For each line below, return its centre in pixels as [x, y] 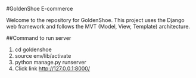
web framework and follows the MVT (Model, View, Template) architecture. [98, 26]
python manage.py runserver [50, 62]
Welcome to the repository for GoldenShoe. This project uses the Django [95, 20]
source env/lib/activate [43, 56]
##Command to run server [39, 38]
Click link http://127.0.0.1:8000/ [52, 68]
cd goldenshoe [33, 49]
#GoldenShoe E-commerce [40, 9]
